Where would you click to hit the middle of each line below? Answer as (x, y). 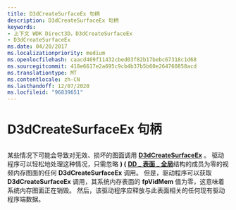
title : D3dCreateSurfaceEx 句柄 (54, 14)
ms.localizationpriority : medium (56, 54)
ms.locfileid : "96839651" (45, 92)
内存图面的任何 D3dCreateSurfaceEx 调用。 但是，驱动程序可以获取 (112, 173)
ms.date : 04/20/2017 (38, 47)
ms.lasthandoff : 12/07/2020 (49, 86)
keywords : (22, 27)
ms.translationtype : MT (42, 73)
